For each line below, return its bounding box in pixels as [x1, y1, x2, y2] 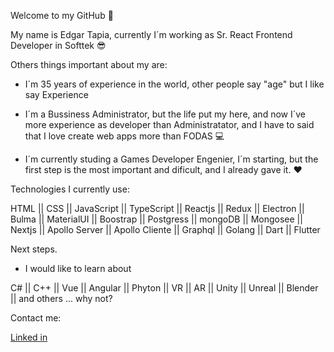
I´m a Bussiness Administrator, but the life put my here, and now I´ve [24, 108, 306, 120]
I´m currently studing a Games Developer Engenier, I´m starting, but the [24, 153, 319, 165]
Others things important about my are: [10, 59, 168, 70]
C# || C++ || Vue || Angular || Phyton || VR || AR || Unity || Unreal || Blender [10, 282, 319, 294]
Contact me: [10, 312, 62, 324]
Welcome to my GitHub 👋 [10, 10, 114, 21]
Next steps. [10, 243, 58, 255]
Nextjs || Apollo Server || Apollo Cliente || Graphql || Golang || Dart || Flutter [10, 224, 321, 235]
